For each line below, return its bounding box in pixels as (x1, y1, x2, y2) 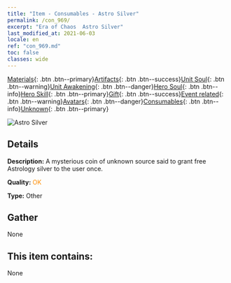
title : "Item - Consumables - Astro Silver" (7, 10, 139, 17)
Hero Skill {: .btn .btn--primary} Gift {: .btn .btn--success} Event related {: (20, 89, 224, 98)
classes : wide (7, 56, 49, 63)
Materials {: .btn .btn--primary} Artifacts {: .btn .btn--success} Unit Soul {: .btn (7, 75, 225, 83)
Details (7, 138, 38, 150)
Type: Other (7, 191, 43, 200)
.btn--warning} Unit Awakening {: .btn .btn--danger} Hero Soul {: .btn (7, 82, 200, 91)
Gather (7, 211, 38, 224)
